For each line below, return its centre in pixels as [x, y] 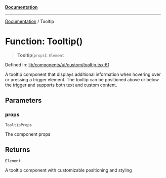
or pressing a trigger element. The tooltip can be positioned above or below [82, 79]
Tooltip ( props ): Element [41, 55]
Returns [18, 150]
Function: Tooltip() [44, 41]
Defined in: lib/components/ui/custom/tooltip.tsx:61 [57, 64]
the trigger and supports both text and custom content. [61, 85]
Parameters [23, 100]
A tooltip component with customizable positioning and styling [69, 170]
